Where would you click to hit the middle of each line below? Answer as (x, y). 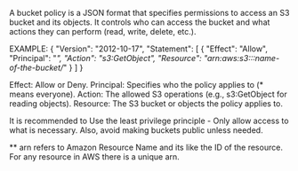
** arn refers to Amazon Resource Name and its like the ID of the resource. (146, 147)
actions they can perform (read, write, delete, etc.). (103, 31)
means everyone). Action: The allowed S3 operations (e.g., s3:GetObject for (148, 94)
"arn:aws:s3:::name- (242, 58)
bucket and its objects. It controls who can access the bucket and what (140, 22)
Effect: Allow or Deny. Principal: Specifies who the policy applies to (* (137, 85)
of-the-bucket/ (36, 67)
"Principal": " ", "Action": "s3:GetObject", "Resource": (105, 58)
